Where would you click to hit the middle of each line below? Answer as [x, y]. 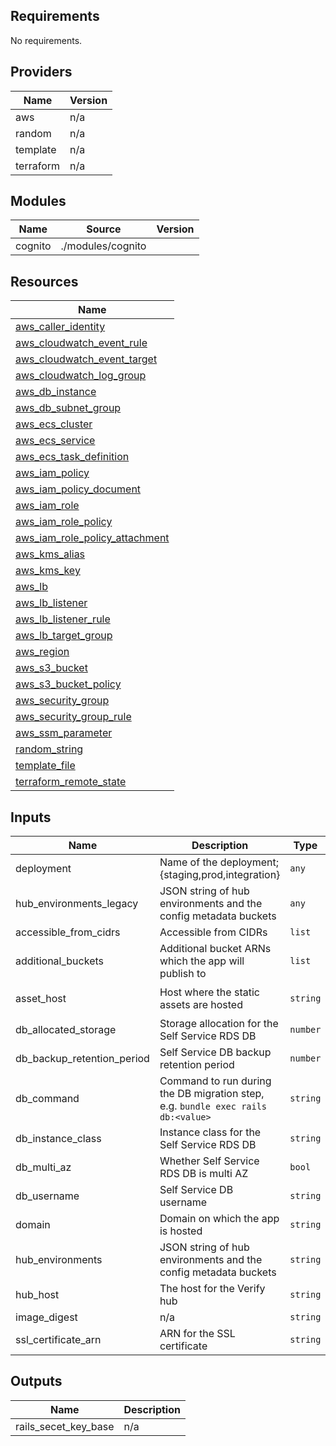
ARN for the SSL [197, 1334]
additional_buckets [59, 961]
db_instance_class [58, 1139]
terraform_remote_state [71, 782]
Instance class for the [210, 1132]
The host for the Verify [212, 1289]
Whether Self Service [209, 1161]
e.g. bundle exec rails [213, 1106]
